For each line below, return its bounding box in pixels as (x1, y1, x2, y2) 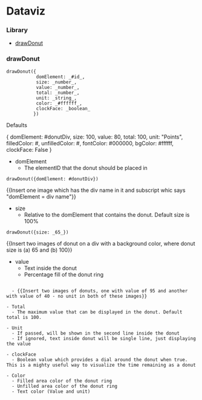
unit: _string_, (36, 95, 77, 101)
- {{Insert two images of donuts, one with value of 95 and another (11, 287, 188, 294)
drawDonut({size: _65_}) (6, 229, 69, 235)
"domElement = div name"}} (6, 192, 77, 200)
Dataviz (6, 4, 46, 18)
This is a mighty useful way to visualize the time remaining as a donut (6, 362, 197, 368)
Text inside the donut (24, 264, 77, 272)
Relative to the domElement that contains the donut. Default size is (24, 211, 190, 218)
